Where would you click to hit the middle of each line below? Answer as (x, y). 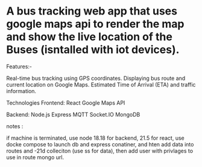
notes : (15, 126)
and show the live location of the (90, 37)
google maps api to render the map (96, 24)
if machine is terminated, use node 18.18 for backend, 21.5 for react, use (96, 138)
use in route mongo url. (35, 157)
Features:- (19, 66)
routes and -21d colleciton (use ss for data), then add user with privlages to (100, 151)
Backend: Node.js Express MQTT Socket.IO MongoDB (73, 114)
